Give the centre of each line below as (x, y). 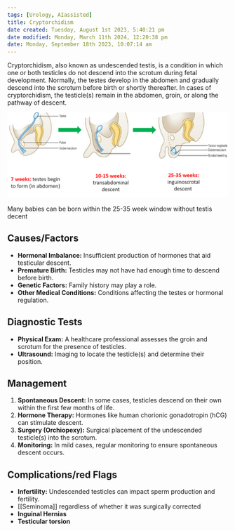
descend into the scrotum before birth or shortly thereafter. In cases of (109, 88)
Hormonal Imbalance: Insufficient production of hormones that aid (114, 255)
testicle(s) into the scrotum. (57, 438)
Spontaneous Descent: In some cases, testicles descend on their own (120, 400)
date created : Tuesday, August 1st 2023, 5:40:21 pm (86, 29)
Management (37, 384)
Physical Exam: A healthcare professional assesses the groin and (113, 339)
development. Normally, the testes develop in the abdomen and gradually (113, 80)
